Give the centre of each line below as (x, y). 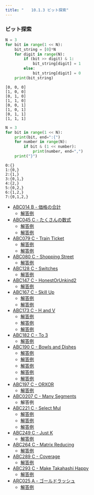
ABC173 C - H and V (34, 310)
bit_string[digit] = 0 (57, 73)
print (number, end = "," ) (58, 152)
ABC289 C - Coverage (36, 456)
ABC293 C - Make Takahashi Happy (51, 468)
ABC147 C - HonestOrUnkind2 (44, 280)
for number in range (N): (41, 142)
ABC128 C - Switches (35, 268)
